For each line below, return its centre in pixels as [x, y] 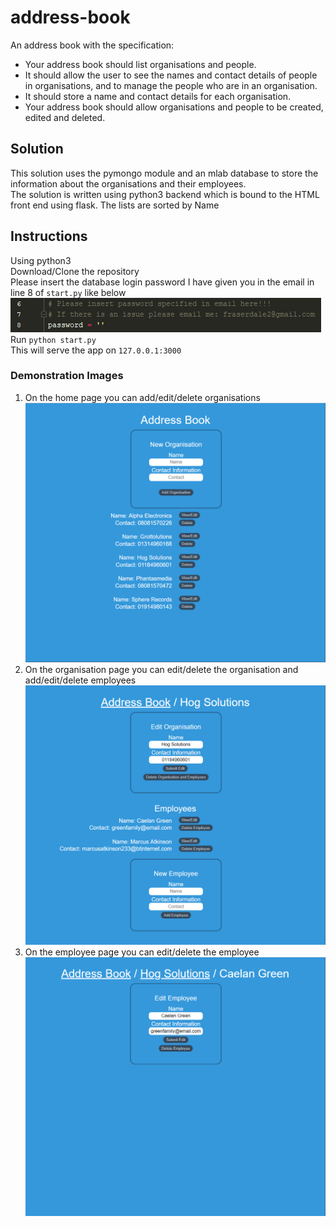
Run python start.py [53, 339]
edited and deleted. [65, 117]
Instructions [49, 236]
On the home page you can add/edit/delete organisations [142, 397]
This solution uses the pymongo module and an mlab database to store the [164, 173]
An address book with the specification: [92, 45]
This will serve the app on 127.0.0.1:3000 [96, 350]
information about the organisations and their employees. [128, 183]
